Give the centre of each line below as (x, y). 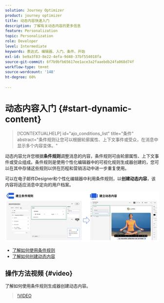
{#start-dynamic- (95, 109)
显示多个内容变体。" (37, 145)
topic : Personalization (29, 36)
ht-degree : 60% (20, 77)
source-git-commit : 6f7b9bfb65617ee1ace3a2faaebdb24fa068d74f (70, 62)
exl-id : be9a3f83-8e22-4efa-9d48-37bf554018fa (53, 57)
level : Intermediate (26, 46)
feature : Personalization (31, 31)
